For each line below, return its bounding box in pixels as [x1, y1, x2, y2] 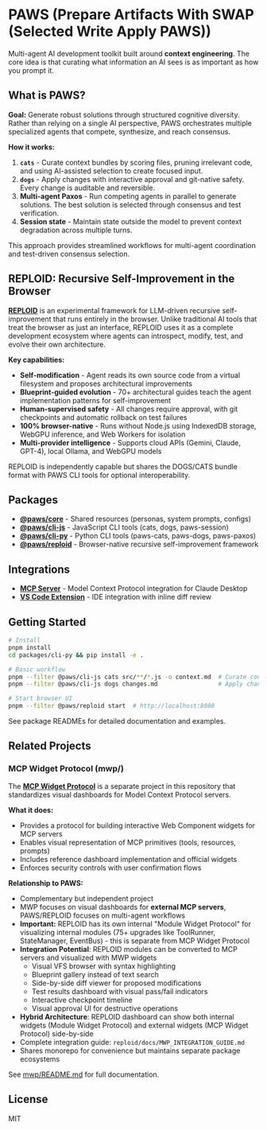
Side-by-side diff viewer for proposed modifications [31, 978, 202, 988]
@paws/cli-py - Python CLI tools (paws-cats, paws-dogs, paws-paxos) [19, 531, 257, 541]
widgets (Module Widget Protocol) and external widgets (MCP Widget [19, 1020, 249, 1030]
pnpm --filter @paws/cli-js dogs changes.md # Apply [8, 680, 244, 689]
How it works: [8, 142, 56, 152]
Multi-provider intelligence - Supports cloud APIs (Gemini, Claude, [19, 437, 241, 447]
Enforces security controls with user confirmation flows [19, 863, 202, 872]
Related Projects [8, 740, 91, 753]
